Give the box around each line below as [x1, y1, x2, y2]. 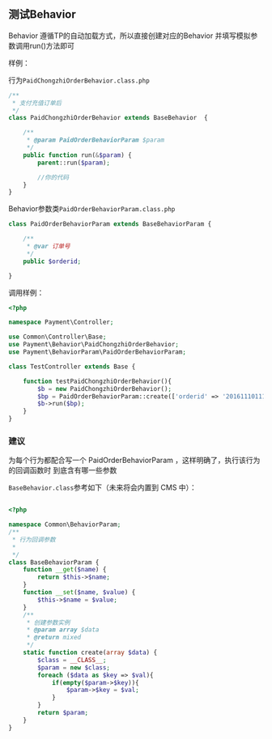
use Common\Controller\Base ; [8, 333, 107, 342]
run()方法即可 [29, 40, 75, 50]
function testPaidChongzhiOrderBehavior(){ [23, 377, 172, 385]
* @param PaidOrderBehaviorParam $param [26, 136, 164, 144]
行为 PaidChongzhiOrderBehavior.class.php [8, 75, 150, 85]
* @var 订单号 [26, 242, 70, 251]
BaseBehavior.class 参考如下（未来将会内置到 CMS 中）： [8, 482, 197, 492]
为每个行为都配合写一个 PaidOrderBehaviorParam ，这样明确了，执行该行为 [8, 456, 261, 465]
